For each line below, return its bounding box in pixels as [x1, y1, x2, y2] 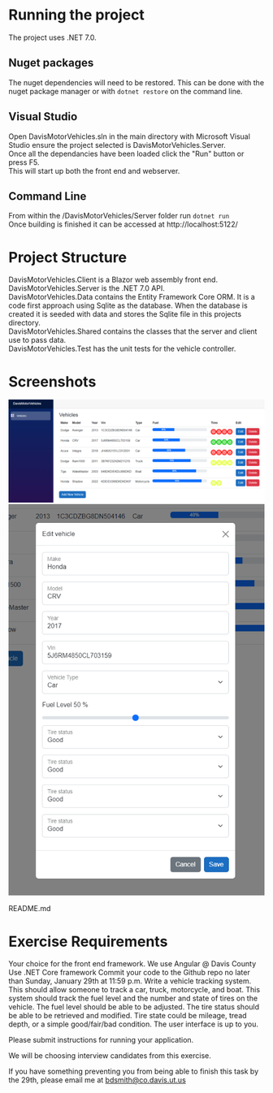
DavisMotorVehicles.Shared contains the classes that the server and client [8, 326, 258, 336]
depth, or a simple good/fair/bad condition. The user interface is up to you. [8, 1019, 258, 1029]
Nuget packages [8, 56, 94, 70]
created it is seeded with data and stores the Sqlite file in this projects [8, 309, 242, 319]
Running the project [8, 6, 145, 24]
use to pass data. [8, 335, 67, 345]
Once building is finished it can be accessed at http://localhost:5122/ [8, 219, 238, 229]
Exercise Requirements [8, 932, 168, 951]
